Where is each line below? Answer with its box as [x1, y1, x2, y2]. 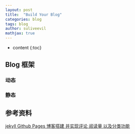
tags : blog [5, 21, 28, 27]
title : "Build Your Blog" [5, 12, 62, 17]
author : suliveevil [5, 26, 47, 31]
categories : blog [5, 17, 42, 22]
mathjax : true [5, 31, 35, 36]
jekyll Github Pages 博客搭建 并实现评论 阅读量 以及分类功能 [5, 123, 130, 129]
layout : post [5, 7, 33, 13]
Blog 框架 [5, 60, 35, 69]
